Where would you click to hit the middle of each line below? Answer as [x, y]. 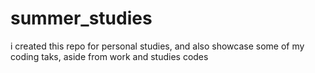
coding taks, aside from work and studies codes [109, 56]
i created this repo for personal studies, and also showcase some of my [157, 46]
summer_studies [81, 18]
